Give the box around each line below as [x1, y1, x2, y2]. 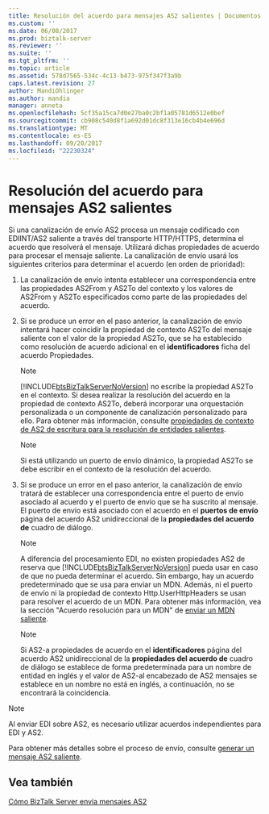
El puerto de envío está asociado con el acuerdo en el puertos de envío [19, 505, 259, 516]
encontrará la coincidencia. [19, 688, 111, 698]
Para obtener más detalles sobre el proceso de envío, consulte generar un [8, 743, 255, 754]
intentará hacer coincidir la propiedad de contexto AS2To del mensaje [19, 325, 252, 334]
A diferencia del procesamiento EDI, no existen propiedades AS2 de [19, 554, 246, 564]
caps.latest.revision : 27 [8, 79, 95, 87]
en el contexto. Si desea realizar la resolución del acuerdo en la [19, 390, 231, 400]
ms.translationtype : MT [8, 124, 89, 132]
